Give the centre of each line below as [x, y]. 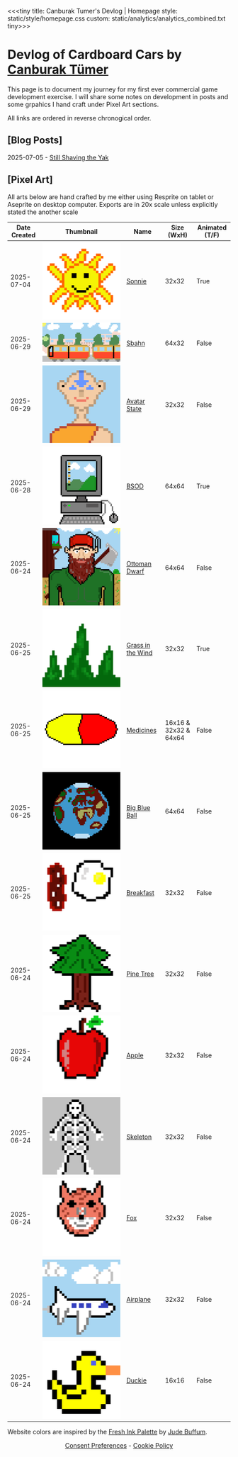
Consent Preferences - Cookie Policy [119, 1446]
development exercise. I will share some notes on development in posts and [118, 96]
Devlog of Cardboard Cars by [95, 55]
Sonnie [137, 281]
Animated [212, 227]
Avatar [136, 401]
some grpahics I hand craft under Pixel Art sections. [83, 104]
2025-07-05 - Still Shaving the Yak [58, 157]
